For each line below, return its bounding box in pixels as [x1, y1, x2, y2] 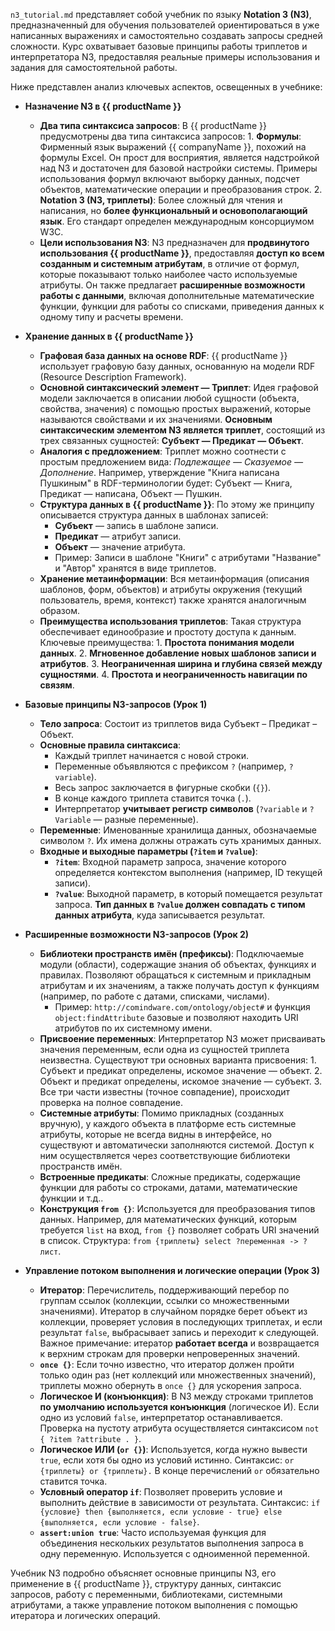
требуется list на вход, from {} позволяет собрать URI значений [39, 1224, 320, 1236]
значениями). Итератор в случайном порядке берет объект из [39, 1305, 308, 1317]
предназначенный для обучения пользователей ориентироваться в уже [10, 19, 320, 31]
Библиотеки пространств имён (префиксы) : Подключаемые [39, 948, 305, 959]
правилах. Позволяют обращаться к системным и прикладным [39, 969, 312, 981]
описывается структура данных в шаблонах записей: [39, 509, 269, 521]
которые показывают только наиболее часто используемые [39, 269, 298, 280]
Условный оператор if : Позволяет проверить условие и [39, 1486, 283, 1498]
